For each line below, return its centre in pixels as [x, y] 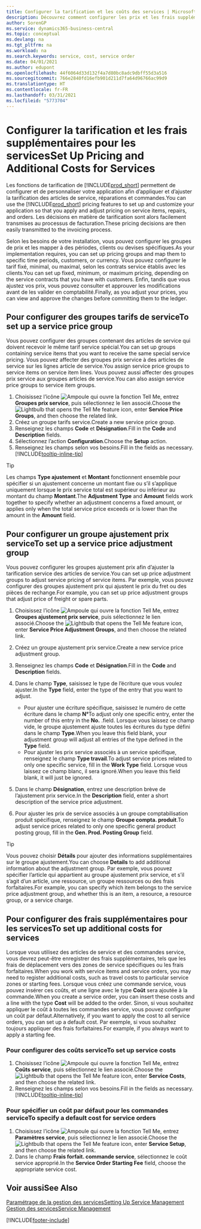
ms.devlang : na [25, 39]
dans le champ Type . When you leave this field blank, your [95, 733]
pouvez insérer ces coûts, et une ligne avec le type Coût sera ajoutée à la [97, 990]
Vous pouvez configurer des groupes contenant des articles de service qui [98, 341]
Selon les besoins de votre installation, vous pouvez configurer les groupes [99, 241]
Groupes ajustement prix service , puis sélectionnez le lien [87, 617]
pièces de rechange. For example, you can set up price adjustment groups [97, 593]
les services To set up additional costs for [84, 928]
